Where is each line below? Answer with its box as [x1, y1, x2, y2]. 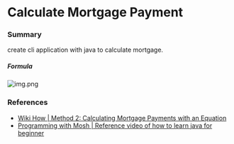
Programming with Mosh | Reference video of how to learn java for [17, 121, 213, 130]
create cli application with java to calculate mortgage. [7, 45, 164, 54]
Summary [7, 30, 43, 40]
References [7, 97, 48, 107]
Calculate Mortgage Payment [7, 4, 184, 21]
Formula [7, 62, 33, 71]
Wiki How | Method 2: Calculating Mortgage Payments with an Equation [17, 113, 227, 122]
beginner [17, 128, 45, 137]
